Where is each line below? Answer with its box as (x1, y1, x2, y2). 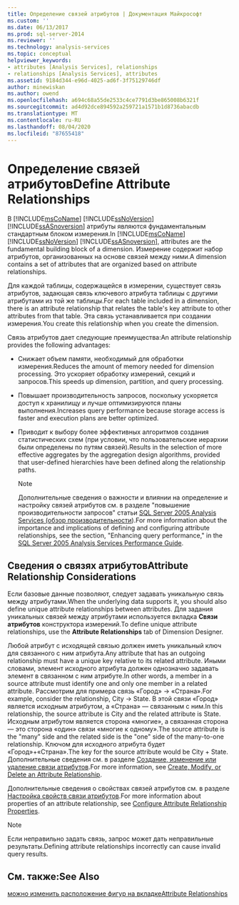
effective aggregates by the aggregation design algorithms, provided (17, 450, 220, 459)
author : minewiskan (7, 84, 66, 91)
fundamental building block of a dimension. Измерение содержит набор (7, 245, 223, 253)
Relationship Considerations (7, 570, 137, 582)
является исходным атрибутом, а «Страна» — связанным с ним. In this (7, 702, 223, 711)
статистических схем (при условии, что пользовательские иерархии (17, 435, 228, 444)
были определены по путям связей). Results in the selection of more (17, 443, 223, 452)
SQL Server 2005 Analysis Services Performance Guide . (17, 539, 184, 547)
